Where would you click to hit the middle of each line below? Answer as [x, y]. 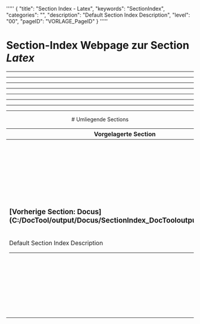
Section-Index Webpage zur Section [98, 46]
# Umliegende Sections [100, 119]
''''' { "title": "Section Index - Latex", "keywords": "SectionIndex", [85, 9]
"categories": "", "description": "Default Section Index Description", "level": [98, 15]
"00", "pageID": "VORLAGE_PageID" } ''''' [57, 21]
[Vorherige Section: [42, 212]
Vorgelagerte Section [125, 134]
